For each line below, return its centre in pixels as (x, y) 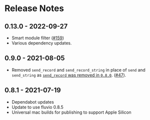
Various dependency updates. (42, 43)
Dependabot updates (33, 102)
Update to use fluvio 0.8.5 (37, 107)
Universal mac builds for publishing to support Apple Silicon (71, 112)
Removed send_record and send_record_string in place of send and (78, 70)
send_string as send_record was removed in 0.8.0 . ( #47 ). (69, 75)
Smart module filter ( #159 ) (38, 38)
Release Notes (34, 8)
